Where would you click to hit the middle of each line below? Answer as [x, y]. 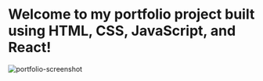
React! [30, 48]
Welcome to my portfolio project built [131, 14]
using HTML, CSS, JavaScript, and [122, 31]
